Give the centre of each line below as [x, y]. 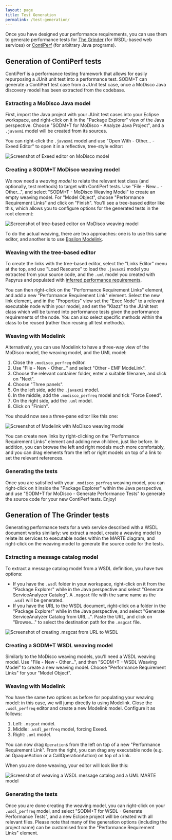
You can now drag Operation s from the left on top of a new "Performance [83, 745]
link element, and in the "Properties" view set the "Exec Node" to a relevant [85, 301]
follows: [14, 714]
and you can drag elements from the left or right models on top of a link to [83, 452]
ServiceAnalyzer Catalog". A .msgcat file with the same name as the [84, 595]
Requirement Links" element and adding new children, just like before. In [82, 442]
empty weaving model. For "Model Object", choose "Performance [75, 197]
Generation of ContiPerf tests [53, 61]
